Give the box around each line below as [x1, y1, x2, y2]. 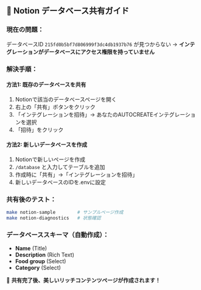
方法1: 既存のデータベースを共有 [6, 81, 86, 88]
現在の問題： [6, 26, 44, 34]
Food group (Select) [15, 258, 66, 265]
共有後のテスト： [6, 195, 57, 204]
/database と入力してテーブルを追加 [15, 164, 105, 171]
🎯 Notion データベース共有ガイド [6, 5, 129, 16]
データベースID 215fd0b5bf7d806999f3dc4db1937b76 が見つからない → [6, 40, 178, 47]
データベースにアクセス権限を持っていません [43, 48, 155, 55]
